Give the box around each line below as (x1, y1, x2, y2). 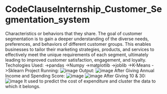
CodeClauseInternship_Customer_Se (5, 3, 162, 15)
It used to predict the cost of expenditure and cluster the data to (24, 78, 156, 84)
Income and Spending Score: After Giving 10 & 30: (5, 73, 146, 79)
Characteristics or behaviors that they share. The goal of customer (5, 30, 142, 36)
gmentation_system (5, 14, 90, 25)
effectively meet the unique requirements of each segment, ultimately (5, 51, 148, 58)
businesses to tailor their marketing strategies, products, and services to (5, 46, 154, 52)
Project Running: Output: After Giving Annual (24, 67, 154, 73)
